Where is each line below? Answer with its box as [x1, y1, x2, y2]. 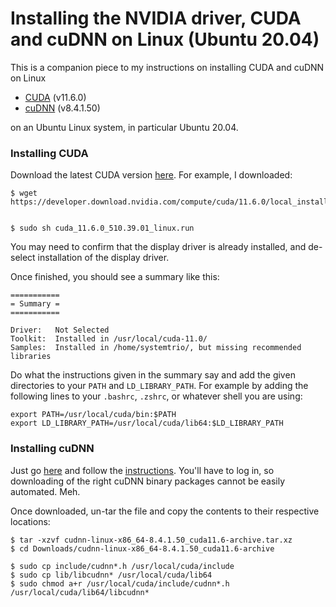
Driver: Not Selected [10, 325, 110, 336]
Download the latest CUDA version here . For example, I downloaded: [10, 169, 293, 181]
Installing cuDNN [10, 442, 95, 456]
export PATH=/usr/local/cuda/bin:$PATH [10, 410, 177, 420]
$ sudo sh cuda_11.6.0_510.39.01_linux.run [10, 223, 195, 234]
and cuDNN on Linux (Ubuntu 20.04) [10, 28, 320, 51]
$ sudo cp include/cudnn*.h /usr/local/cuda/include [10, 561, 235, 571]
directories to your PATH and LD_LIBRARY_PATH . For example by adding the [10, 380, 309, 392]
